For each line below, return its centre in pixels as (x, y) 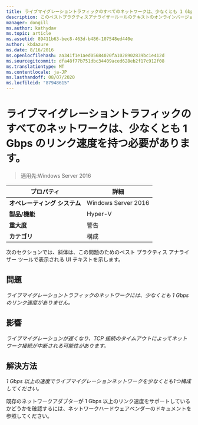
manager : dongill (27, 22)
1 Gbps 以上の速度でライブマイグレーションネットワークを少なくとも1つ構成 (99, 381)
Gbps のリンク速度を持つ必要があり (93, 144)
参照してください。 (29, 416)
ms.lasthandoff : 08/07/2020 (41, 77)
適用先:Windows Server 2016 (56, 175)
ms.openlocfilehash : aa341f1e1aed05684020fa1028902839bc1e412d (85, 55)
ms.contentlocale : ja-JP (37, 72)
